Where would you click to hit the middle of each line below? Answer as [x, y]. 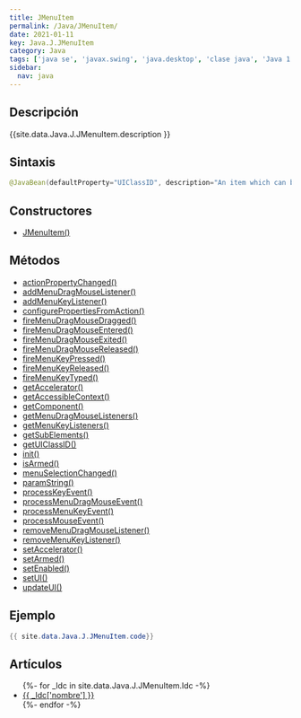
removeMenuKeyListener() [71, 539]
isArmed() [41, 463]
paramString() [48, 482]
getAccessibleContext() [66, 397]
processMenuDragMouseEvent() [82, 501]
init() [31, 453]
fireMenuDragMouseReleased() [80, 349]
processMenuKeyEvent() [68, 511]
